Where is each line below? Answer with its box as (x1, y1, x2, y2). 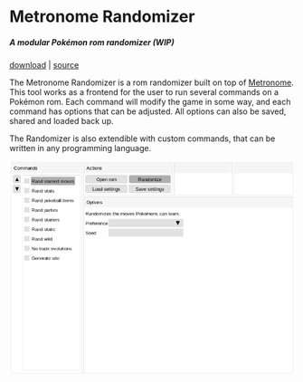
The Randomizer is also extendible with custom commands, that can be (9, 133, 276, 144)
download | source (9, 60, 80, 71)
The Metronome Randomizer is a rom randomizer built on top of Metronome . (9, 77, 294, 88)
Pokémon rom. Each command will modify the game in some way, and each (9, 97, 291, 108)
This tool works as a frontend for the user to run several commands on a (9, 87, 279, 98)
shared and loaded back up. (9, 116, 114, 127)
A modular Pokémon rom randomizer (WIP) (9, 36, 175, 47)
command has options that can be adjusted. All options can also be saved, (9, 106, 287, 117)
